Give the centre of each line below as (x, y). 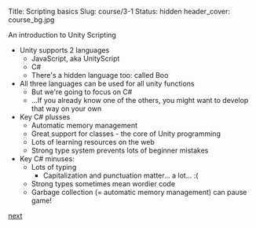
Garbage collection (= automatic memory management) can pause (139, 192)
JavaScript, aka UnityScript (75, 59)
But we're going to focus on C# (82, 92)
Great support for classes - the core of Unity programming (126, 134)
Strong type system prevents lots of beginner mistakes (120, 150)
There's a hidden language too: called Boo (100, 75)
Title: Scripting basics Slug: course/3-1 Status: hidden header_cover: (119, 11)
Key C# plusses (45, 117)
